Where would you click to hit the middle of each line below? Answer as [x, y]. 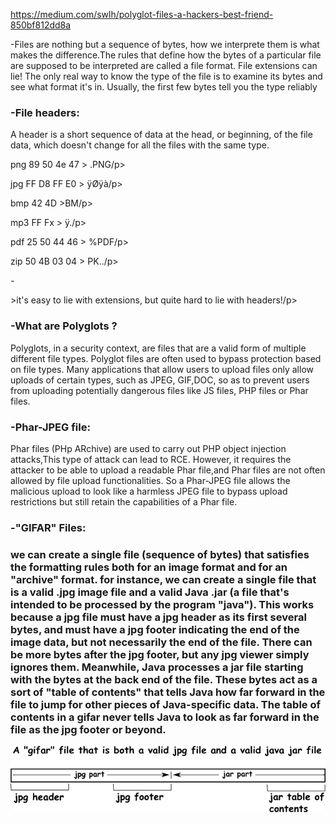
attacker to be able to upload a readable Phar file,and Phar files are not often [168, 470]
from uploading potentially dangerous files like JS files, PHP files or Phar [159, 390]
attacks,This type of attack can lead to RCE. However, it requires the [151, 459]
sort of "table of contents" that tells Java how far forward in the [168, 692]
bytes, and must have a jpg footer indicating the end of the [155, 629]
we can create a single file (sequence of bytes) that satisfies [160, 554]
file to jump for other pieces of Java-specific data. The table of [166, 704]
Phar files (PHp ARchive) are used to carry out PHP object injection [148, 448]
